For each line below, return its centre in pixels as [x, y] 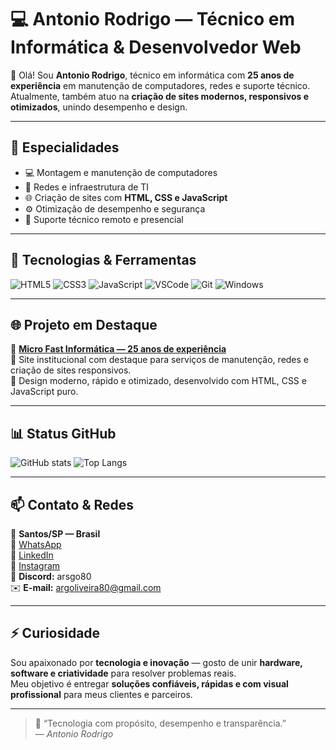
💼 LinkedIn [32, 555]
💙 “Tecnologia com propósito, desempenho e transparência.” [160, 723]
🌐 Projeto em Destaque [84, 324]
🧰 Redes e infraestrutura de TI [87, 187]
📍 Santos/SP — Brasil [55, 534]
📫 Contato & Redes [72, 504]
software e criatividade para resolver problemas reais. [123, 673]
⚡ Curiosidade [55, 633]
